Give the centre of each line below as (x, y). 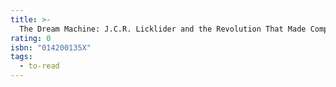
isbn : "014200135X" (51, 47)
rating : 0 (31, 38)
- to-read (39, 66)
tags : (21, 57)
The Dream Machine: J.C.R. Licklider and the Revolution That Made (163, 29)
